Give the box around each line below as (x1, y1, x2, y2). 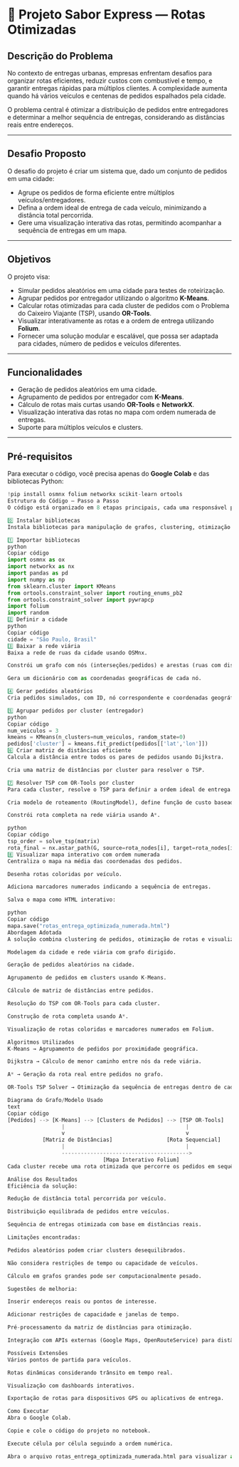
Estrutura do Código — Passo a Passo (7, 498, 119, 505)
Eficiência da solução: (7, 1183, 78, 1190)
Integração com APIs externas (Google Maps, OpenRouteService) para (7, 1337, 215, 1344)
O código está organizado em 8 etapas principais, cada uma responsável (7, 504, 228, 511)
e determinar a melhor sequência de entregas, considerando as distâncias (7, 113, 225, 121)
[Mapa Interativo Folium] (102, 1156, 180, 1163)
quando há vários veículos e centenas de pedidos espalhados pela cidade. (7, 92, 226, 100)
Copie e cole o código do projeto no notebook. (7, 1427, 152, 1434)
